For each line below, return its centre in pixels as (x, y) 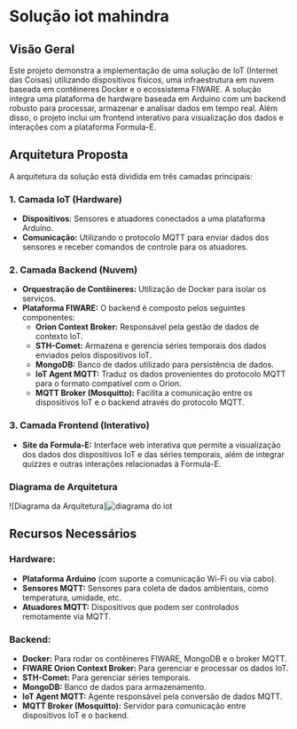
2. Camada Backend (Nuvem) (74, 270)
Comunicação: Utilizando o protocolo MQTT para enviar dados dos (145, 238)
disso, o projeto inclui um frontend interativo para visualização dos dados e (146, 118)
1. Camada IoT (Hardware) (66, 199)
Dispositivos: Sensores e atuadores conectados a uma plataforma (144, 218)
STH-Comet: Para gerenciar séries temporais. (106, 677)
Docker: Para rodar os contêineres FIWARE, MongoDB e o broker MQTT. (154, 658)
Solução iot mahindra (90, 16)
